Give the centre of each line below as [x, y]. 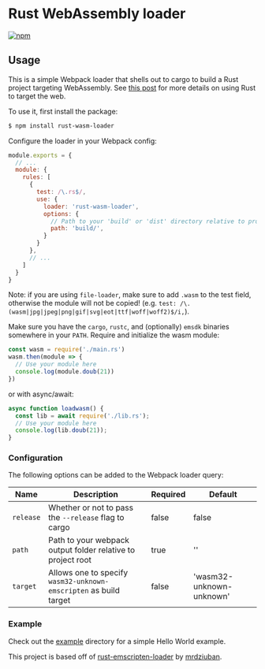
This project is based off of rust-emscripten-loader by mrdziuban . [115, 656]
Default [223, 495]
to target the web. [37, 96]
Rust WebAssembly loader [97, 14]
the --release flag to [86, 518]
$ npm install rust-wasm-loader [61, 126]
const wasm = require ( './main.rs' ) [67, 350]
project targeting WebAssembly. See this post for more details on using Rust [132, 87]
